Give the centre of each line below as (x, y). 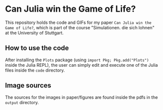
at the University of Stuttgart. (34, 33)
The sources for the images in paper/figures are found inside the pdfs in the (81, 97)
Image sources (28, 85)
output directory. (22, 102)
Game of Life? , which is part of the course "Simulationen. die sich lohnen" (80, 27)
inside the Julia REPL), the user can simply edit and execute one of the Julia (81, 65)
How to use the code (37, 48)
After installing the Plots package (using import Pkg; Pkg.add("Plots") (77, 60)
